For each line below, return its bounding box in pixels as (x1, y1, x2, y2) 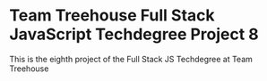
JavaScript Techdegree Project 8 (9, 24, 260, 45)
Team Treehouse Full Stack (9, 5, 215, 26)
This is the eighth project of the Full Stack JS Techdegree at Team (9, 53, 254, 64)
